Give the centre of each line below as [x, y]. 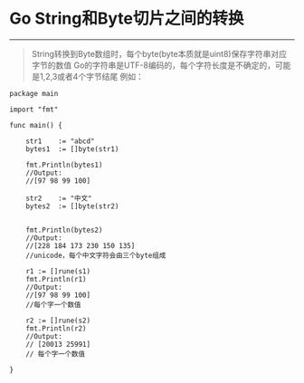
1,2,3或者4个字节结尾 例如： [92, 76]
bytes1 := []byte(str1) [72, 149]
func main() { [36, 125]
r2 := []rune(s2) [58, 321]
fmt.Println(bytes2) [64, 230]
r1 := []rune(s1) [58, 271]
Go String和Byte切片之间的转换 [127, 19]
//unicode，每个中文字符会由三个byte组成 [96, 255]
